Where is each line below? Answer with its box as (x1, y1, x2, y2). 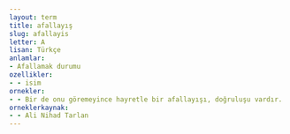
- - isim (9, 78, 42, 87)
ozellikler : (9, 71, 53, 79)
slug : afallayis (9, 29, 69, 38)
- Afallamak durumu (9, 63, 81, 71)
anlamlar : (9, 54, 46, 63)
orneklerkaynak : (9, 103, 69, 112)
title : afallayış (9, 21, 73, 30)
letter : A (9, 37, 46, 47)
